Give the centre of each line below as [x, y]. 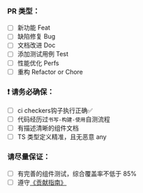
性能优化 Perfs [38, 63]
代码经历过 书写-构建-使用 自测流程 [63, 119]
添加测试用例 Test [43, 54]
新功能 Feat [34, 28]
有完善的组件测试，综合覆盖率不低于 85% [77, 173]
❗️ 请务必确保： [31, 91]
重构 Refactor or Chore [50, 72]
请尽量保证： [29, 157]
